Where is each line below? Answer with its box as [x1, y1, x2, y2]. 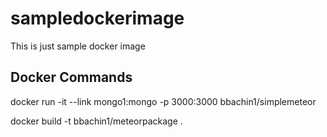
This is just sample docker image [10, 40, 146, 52]
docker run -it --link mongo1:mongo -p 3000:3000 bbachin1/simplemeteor [10, 95, 317, 107]
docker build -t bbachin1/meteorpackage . [10, 115, 183, 127]
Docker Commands [10, 69, 133, 86]
